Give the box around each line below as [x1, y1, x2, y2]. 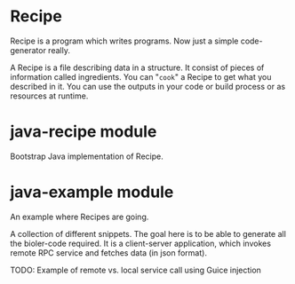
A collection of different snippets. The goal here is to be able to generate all [10, 228, 287, 239]
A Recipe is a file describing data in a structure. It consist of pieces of [10, 62, 265, 73]
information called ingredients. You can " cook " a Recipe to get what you [10, 71, 272, 82]
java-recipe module [10, 122, 157, 142]
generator [10, 44, 47, 55]
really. [48, 44, 70, 55]
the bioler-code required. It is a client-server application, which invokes [10, 238, 272, 248]
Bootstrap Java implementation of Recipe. [10, 151, 163, 162]
